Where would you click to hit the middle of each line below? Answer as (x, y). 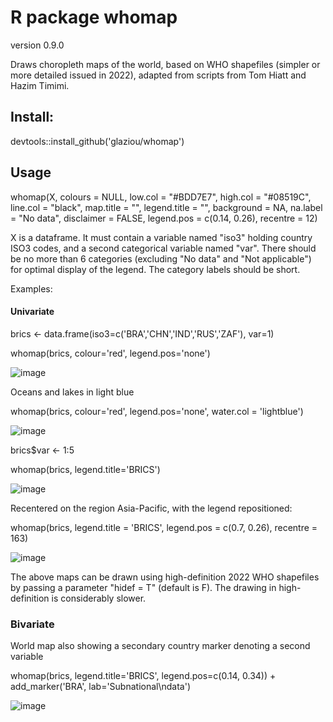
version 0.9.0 (37, 45)
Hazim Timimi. (40, 85)
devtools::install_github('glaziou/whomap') (97, 141)
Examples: (31, 288)
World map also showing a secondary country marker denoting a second (160, 646)
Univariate (32, 312)
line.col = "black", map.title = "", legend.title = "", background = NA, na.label (166, 207)
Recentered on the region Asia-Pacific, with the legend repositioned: (151, 508)
